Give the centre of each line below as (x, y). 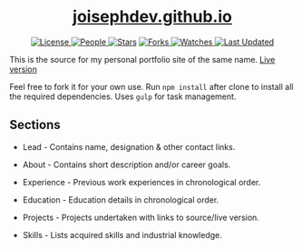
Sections (35, 125)
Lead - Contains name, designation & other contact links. (129, 146)
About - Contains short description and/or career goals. (127, 164)
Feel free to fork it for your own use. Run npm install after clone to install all (151, 86)
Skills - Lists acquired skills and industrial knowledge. (122, 234)
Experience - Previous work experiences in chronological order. (141, 182)
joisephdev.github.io (152, 17)
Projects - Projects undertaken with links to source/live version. (141, 217)
